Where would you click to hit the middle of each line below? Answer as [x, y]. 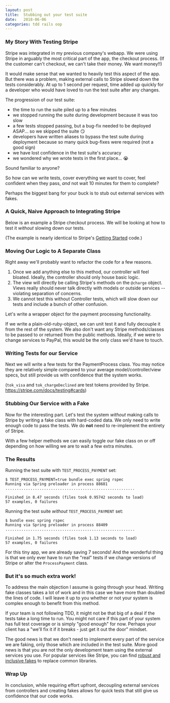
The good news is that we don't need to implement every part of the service [85, 639]
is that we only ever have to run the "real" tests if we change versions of [81, 558]
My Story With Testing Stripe [42, 42]
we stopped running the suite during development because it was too [85, 115]
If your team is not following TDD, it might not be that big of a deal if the [80, 613]
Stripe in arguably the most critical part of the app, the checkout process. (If [85, 58]
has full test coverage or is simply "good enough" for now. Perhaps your [81, 624]
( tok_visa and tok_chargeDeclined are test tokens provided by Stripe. [77, 385]
